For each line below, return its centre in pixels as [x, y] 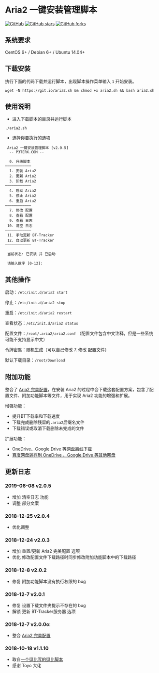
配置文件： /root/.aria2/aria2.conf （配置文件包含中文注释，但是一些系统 [79, 333]
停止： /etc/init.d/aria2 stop [35, 303]
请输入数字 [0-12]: [25, 263]
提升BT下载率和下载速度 [36, 416]
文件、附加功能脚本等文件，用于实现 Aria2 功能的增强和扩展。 [71, 395]
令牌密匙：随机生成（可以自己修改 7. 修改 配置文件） [57, 350]
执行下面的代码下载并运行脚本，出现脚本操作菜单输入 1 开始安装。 [71, 81]
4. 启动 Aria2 [23, 191]
